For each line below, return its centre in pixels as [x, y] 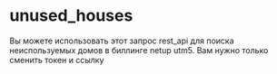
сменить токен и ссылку [57, 60]
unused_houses [71, 16]
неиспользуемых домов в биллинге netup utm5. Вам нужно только [139, 50]
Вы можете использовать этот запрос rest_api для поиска [122, 41]
